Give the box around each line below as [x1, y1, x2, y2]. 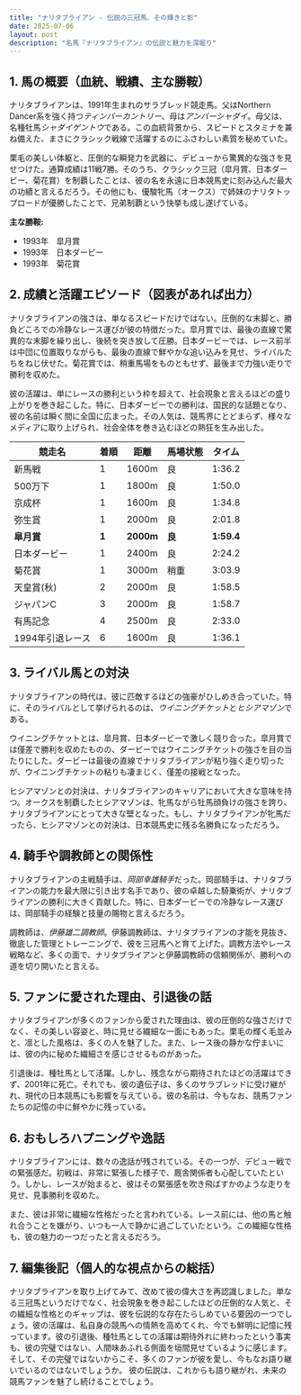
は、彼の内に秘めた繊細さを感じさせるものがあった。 [9, 1048, 207, 1059]
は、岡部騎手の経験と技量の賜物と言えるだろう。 [9, 907, 190, 919]
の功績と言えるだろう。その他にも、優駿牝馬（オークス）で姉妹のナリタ [9, 186, 276, 197]
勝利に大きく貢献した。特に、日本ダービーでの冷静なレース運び [48, 896, 284, 907]
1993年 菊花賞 [22, 258, 81, 269]
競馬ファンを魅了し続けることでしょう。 [9, 1375, 159, 1387]
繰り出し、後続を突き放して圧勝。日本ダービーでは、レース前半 [56, 335, 292, 346]
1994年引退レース [13, 631, 92, 644]
